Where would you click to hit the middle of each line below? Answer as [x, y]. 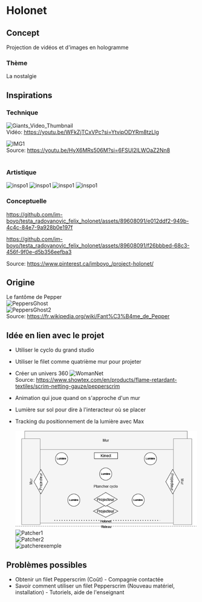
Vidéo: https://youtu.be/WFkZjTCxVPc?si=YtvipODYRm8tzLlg [83, 132]
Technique [22, 113]
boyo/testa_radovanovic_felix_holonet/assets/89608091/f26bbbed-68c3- [98, 245]
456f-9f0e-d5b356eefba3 [39, 252]
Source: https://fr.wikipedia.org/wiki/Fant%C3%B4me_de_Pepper [88, 316]
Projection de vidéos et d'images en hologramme [67, 47]
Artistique [21, 172]
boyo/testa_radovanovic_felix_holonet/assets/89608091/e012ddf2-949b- [98, 221]
